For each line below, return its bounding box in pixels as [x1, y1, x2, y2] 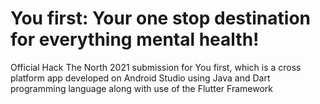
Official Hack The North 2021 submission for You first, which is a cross [10, 61, 302, 73]
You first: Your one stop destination [10, 7, 311, 30]
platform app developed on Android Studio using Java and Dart [10, 72, 271, 84]
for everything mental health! [10, 28, 260, 51]
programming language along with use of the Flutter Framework [10, 82, 273, 94]
